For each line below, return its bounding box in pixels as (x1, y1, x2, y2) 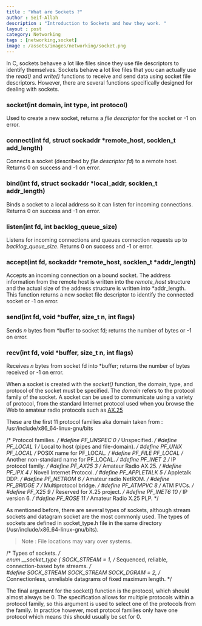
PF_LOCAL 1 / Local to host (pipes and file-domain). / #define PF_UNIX (6, 443, 183, 450)
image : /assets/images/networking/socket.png (6, 43, 126, 49)
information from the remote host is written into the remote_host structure (6, 278, 190, 286)
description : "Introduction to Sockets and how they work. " (6, 20, 167, 26)
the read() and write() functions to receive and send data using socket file (6, 72, 191, 80)
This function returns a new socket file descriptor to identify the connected (6, 291, 194, 298)
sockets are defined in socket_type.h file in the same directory (6, 519, 162, 527)
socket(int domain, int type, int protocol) (6, 100, 128, 109)
